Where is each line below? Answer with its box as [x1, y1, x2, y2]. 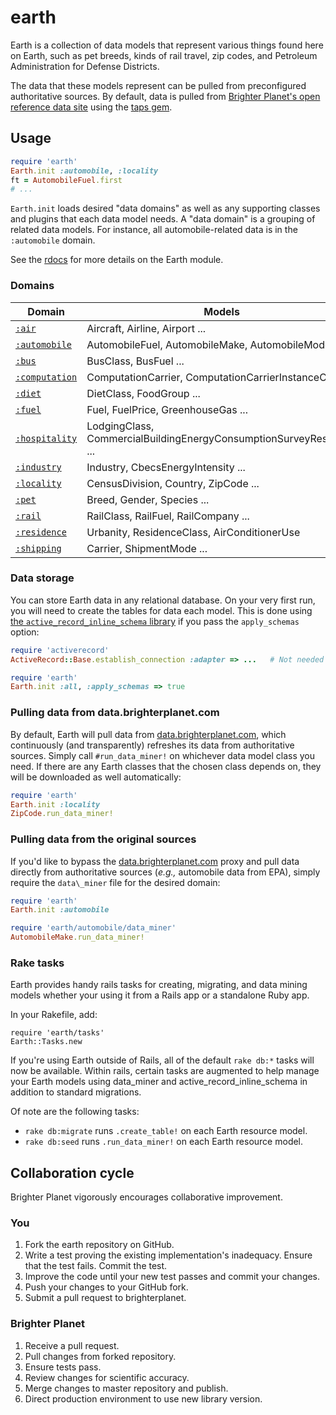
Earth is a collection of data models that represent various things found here [10, 39, 324, 51]
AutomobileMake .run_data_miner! [10, 932, 145, 943]
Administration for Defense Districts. [10, 60, 160, 72]
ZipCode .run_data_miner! [10, 809, 114, 819]
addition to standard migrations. [10, 1086, 142, 1098]
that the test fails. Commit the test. [24, 1260, 168, 1272]
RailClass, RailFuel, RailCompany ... [86, 509, 250, 523]
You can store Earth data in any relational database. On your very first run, [10, 594, 316, 606]
